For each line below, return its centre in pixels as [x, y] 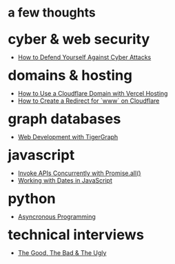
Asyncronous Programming [56, 217]
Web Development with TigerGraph [68, 137]
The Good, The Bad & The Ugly [62, 253]
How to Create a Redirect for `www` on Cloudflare [89, 101]
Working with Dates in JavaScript [65, 181]
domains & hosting [70, 75]
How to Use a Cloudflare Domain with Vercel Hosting [93, 94]
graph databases [64, 119]
